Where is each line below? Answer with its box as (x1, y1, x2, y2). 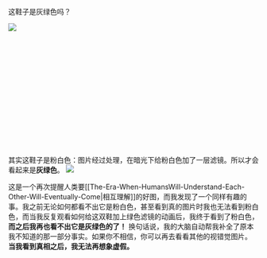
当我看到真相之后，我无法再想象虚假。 (8, 241, 133, 251)
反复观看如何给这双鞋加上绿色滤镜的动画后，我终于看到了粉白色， (42, 212, 259, 221)
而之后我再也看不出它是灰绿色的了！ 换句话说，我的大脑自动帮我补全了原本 (8, 221, 254, 231)
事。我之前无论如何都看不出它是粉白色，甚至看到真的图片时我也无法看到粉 (8, 202, 252, 211)
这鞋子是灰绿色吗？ (8, 7, 72, 16)
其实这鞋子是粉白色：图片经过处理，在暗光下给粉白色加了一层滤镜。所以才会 (8, 156, 259, 164)
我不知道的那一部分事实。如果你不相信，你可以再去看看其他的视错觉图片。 (8, 232, 252, 241)
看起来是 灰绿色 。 (8, 165, 64, 175)
